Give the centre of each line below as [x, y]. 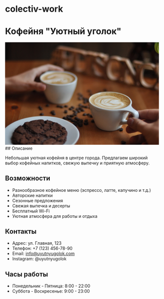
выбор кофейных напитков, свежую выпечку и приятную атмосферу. [77, 163]
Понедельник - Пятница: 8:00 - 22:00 [51, 286]
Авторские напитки [32, 195]
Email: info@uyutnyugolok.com [43, 253]
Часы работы [27, 274]
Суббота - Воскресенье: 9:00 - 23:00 [51, 291]
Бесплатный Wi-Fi [31, 211]
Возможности [28, 178]
